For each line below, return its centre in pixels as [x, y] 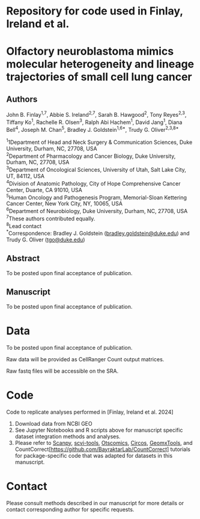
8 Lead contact [24, 225]
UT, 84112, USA [26, 176]
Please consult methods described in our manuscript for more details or [95, 503]
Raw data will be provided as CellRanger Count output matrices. [85, 359]
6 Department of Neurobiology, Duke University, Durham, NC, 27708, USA [97, 211]
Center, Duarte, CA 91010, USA [44, 190]
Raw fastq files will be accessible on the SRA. [62, 371]
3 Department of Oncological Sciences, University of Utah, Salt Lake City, [96, 169]
